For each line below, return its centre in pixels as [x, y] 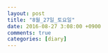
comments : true [29, 33]
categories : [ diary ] [37, 39]
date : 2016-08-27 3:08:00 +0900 [54, 26]
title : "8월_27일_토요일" [41, 20]
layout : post [26, 13]
